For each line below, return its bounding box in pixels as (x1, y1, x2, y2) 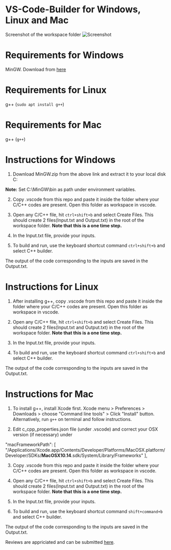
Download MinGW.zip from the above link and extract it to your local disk (12, 171, 166, 177)
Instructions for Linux (5, 281, 99, 292)
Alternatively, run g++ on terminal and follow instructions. (12, 416, 132, 422)
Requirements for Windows (5, 50, 124, 61)
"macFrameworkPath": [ (5, 441, 56, 448)
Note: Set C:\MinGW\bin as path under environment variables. (5, 186, 136, 193)
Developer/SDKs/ (5, 452, 42, 458)
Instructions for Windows (5, 154, 116, 165)
